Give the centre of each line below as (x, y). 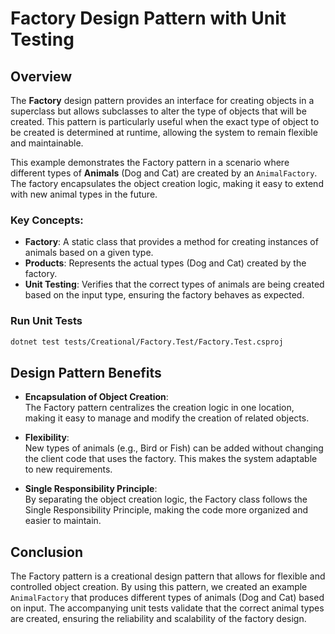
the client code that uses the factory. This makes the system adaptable (171, 459)
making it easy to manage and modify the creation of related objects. (167, 418)
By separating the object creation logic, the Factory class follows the (166, 499)
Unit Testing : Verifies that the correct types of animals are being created (174, 284)
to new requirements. (68, 469)
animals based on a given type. (89, 253)
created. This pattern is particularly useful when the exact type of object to (165, 121)
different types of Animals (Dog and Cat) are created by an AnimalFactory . (164, 173)
